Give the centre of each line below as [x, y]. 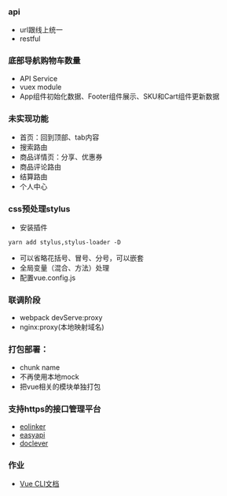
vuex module [40, 87]
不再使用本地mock [49, 376]
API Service [38, 78]
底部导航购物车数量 [44, 61]
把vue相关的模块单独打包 [60, 386]
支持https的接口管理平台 [55, 408]
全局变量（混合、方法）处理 [64, 268]
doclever [34, 443]
